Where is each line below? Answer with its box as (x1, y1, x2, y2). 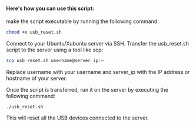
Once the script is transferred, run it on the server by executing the (6, 86, 169, 93)
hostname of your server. (6, 75, 68, 82)
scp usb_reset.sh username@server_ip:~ (6, 58, 104, 64)
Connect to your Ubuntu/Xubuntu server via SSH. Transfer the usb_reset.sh (6, 40, 190, 47)
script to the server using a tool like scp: (6, 46, 104, 53)
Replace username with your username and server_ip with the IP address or (6, 68, 190, 75)
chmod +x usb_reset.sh (6, 30, 62, 35)
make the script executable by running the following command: (6, 18, 159, 25)
